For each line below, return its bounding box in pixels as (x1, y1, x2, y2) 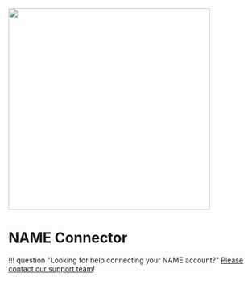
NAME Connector (8, 229, 128, 247)
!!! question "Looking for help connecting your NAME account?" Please (8, 255, 244, 265)
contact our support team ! (8, 263, 95, 273)
